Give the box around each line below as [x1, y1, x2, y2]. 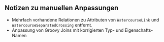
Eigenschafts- [125, 27, 153, 33]
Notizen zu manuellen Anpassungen [4, 4, 119, 12]
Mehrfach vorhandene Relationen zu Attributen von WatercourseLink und [11, 17, 160, 22]
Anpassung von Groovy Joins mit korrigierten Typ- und [11, 27, 124, 33]
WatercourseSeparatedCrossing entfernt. [11, 22, 93, 28]
